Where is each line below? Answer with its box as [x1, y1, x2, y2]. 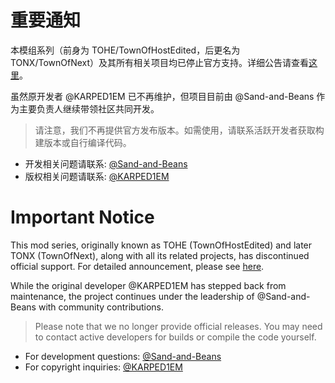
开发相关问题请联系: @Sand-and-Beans [24, 157, 188, 170]
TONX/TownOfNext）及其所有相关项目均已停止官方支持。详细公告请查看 [10, 56, 310, 68]
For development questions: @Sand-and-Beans [24, 350, 222, 362]
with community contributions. [38, 301, 165, 313]
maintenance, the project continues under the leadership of [10, 290, 255, 302]
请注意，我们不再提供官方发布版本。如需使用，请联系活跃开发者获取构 [34, 124, 325, 136]
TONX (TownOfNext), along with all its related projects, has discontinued [10, 249, 310, 261]
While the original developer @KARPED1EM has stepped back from [10, 279, 287, 291]
